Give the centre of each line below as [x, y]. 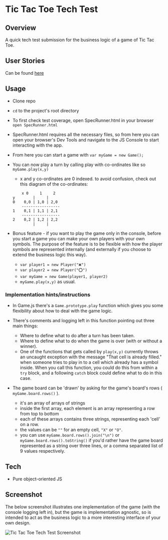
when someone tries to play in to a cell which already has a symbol [89, 362]
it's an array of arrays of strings [52, 403]
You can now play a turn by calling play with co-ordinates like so [79, 165]
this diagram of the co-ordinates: [54, 184]
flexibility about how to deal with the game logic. [62, 311]
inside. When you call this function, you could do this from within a [89, 367]
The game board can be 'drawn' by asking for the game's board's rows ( [87, 388]
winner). [29, 346]
